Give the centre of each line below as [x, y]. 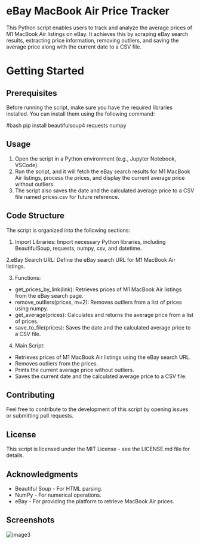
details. [15, 455]
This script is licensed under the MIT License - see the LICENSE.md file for [98, 449]
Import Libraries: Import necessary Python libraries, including [90, 241]
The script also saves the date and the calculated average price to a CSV [104, 191]
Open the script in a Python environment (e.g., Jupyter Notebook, [95, 158]
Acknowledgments [42, 474]
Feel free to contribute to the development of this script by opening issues [97, 409]
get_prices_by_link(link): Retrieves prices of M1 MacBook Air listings [98, 289]
